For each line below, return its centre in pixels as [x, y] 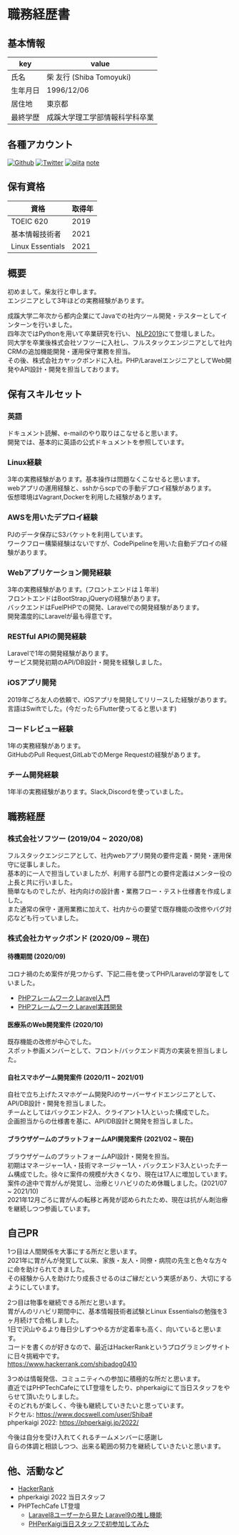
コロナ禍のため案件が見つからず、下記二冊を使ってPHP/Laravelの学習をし [116, 974]
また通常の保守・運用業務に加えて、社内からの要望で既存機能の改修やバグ [117, 909]
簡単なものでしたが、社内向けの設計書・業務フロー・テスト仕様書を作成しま [120, 891]
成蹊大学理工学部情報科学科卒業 [101, 117]
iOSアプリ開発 [32, 683]
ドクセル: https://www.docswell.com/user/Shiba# [80, 1414]
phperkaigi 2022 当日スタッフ [62, 1497]
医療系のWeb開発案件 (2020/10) [55, 1024]
